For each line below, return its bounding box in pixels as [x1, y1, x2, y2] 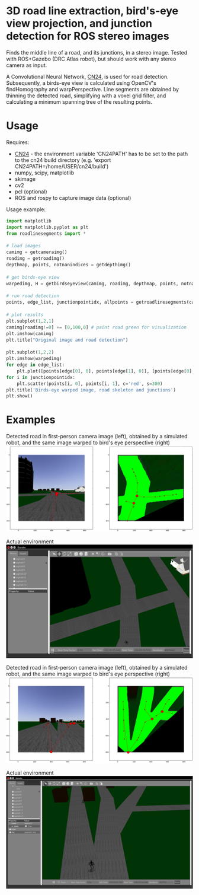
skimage [14, 175, 36, 182]
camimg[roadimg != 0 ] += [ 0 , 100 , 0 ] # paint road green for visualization [6, 324, 187, 330]
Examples [6, 413, 56, 426]
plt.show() [6, 393, 33, 399]
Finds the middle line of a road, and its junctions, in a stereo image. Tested [6, 49, 188, 56]
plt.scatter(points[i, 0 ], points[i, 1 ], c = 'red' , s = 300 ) [17, 381, 163, 387]
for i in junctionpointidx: [6, 374, 76, 380]
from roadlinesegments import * [6, 230, 86, 237]
